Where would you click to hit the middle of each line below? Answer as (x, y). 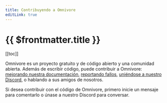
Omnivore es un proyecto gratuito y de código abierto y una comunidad (80, 63)
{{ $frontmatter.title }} (53, 40)
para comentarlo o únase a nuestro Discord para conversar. (68, 95)
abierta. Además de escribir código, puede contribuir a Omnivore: (74, 69)
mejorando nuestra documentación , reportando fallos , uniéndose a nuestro (83, 75)
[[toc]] (12, 54)
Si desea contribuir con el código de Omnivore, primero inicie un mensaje (82, 90)
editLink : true (21, 15)
